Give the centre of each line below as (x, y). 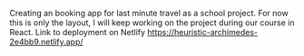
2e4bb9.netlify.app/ (46, 42)
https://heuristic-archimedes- (203, 32)
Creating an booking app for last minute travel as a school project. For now (149, 13)
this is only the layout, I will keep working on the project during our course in (152, 23)
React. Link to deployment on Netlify (78, 32)
